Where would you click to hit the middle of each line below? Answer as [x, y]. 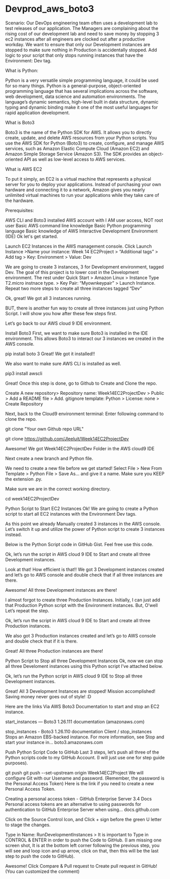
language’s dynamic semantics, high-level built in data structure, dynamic [82, 102]
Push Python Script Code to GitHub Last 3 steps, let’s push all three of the [82, 752]
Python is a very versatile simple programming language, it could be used [82, 80]
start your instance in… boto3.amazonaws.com [54, 742]
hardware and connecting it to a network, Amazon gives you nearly [75, 190]
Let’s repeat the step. [27, 611]
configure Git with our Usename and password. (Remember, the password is [85, 778]
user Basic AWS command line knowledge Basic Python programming [78, 225]
